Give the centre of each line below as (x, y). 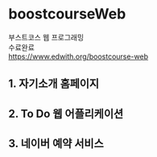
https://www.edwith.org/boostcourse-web (78, 56)
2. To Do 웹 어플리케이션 (66, 114)
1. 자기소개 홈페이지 (54, 84)
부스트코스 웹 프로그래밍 (46, 37)
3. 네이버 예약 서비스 (56, 144)
